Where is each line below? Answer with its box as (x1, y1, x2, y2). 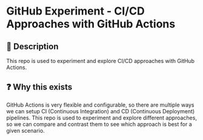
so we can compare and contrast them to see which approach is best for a (6, 120, 192, 128)
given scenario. (6, 127, 45, 134)
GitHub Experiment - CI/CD (6, 4, 145, 18)
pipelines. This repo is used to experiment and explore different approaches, (6, 114, 197, 121)
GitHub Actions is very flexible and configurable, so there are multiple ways (6, 101, 195, 108)
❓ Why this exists (6, 82, 73, 92)
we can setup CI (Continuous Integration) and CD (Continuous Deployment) (6, 107, 195, 115)
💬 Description (6, 41, 59, 52)
